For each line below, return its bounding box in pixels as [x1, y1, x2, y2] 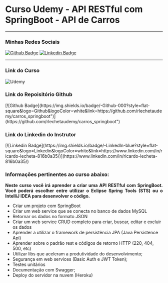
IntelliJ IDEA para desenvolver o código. [5, 193, 90, 199]
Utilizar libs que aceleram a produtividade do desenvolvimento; [12, 251, 143, 257]
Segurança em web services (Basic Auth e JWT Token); [12, 256, 128, 262]
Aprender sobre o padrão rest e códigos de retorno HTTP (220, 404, [12, 240, 154, 246]
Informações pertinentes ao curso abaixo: [5, 171, 109, 178]
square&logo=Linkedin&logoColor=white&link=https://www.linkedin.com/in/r [5, 148, 162, 154]
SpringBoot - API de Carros [5, 14, 120, 26]
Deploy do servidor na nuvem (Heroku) [12, 272, 93, 278]
